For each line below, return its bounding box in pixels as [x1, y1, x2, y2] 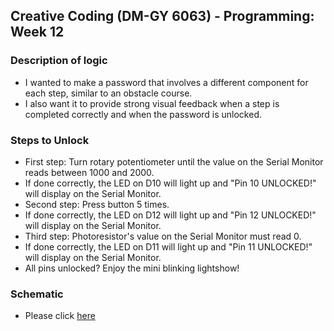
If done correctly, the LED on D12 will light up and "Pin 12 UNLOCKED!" [24, 209, 317, 221]
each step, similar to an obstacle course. [24, 87, 193, 99]
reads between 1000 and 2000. [24, 166, 155, 178]
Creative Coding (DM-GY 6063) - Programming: [10, 8, 315, 25]
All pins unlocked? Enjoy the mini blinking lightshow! [24, 262, 240, 274]
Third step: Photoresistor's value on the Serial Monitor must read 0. [24, 230, 302, 242]
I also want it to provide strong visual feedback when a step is [24, 97, 280, 109]
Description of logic [10, 54, 108, 68]
